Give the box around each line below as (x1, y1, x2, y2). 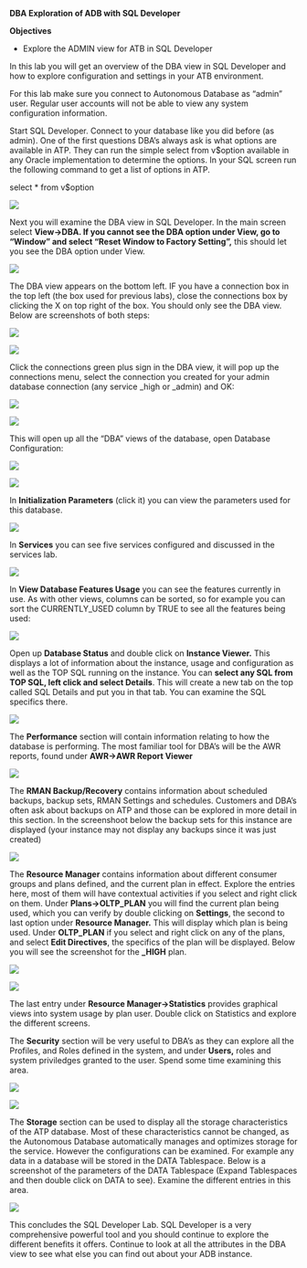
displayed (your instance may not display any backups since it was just (9, 824, 277, 835)
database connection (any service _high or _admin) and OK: (9, 381, 235, 392)
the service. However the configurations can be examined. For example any (9, 1146, 294, 1157)
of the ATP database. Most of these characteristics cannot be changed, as (9, 1126, 290, 1136)
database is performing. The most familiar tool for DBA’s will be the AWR (9, 741, 281, 752)
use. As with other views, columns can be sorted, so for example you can (9, 594, 286, 604)
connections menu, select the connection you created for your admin (9, 372, 270, 382)
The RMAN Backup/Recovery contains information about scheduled (9, 786, 268, 796)
